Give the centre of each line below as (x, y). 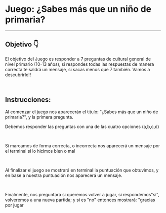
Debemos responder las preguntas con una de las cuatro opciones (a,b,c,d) (82, 127)
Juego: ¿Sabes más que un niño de (78, 9)
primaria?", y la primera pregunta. (39, 117)
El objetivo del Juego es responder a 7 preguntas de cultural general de (78, 59)
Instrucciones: (28, 100)
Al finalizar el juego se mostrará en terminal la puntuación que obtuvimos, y (82, 170)
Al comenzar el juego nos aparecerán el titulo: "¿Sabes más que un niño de (82, 112)
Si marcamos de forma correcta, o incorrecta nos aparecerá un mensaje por (83, 146)
